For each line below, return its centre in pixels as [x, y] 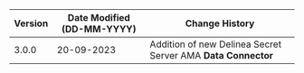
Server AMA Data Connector [212, 55]
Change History [220, 23]
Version [31, 23]
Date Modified [99, 18]
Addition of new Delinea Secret [216, 44]
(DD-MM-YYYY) [100, 29]
